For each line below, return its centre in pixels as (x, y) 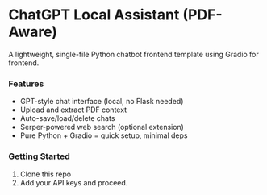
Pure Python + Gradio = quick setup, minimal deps (104, 135)
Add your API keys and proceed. (74, 182)
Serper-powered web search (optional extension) (102, 127)
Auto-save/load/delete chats (67, 118)
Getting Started (39, 156)
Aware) (33, 32)
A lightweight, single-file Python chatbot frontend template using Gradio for (134, 54)
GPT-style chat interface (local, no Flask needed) (102, 102)
